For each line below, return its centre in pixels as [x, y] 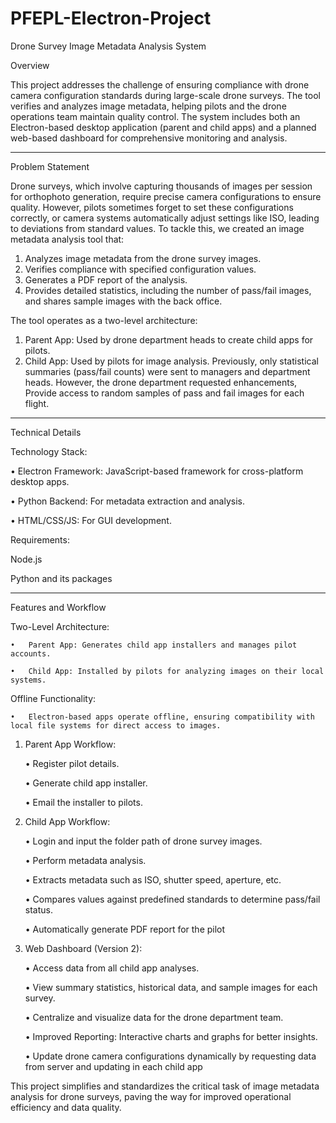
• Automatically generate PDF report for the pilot [125, 929]
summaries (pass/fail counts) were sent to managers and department [167, 371]
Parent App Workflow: [70, 744]
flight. [37, 403]
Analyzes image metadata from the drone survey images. [143, 258]
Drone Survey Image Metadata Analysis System [108, 46]
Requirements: [40, 539]
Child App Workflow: [67, 821]
